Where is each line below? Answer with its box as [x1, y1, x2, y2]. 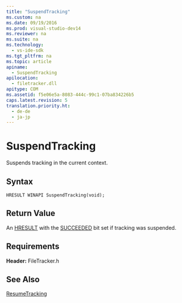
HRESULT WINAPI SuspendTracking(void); [6, 192, 105, 198]
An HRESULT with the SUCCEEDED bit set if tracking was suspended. [6, 224, 177, 231]
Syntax [6, 176, 33, 186]
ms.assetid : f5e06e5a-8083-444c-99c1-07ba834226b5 [6, 92, 134, 98]
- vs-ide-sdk [11, 48, 44, 54]
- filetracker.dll [11, 81, 58, 87]
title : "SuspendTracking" [6, 8, 70, 15]
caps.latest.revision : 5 [6, 97, 68, 103]
